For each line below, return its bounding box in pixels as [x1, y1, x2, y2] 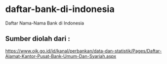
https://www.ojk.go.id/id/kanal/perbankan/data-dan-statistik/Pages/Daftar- [5, 47, 162, 53]
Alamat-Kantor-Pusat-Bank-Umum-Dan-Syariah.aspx [5, 53, 116, 59]
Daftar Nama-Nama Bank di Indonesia [5, 20, 85, 26]
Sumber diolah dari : [5, 34, 70, 43]
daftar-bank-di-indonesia [5, 3, 115, 15]
